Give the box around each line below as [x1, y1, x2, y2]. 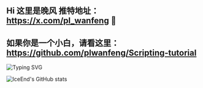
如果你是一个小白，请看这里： [6, 38, 120, 48]
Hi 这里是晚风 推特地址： [6, 5, 99, 16]
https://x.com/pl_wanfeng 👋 [6, 16, 117, 26]
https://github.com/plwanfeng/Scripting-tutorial [6, 47, 197, 58]
